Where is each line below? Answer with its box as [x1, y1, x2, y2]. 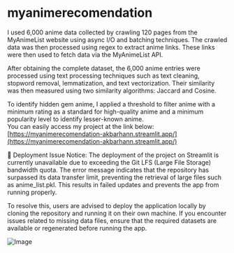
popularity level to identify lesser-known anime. [7, 114, 145, 123]
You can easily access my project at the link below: [7, 122, 154, 130]
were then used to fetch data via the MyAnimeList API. [7, 50, 163, 59]
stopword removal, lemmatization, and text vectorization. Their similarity [7, 78, 215, 87]
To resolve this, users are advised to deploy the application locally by [7, 201, 206, 210]
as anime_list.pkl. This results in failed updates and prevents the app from [7, 180, 219, 189]
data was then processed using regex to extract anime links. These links [7, 43, 215, 51]
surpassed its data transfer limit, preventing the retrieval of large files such [7, 173, 222, 182]
